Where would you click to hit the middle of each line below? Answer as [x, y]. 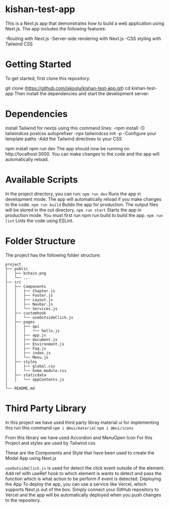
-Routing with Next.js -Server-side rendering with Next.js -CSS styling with [83, 38]
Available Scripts [42, 180]
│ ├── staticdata [26, 375]
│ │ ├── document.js [31, 340]
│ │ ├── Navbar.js [29, 304]
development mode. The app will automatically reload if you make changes [83, 199]
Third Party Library [46, 408]
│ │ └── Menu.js [27, 357]
